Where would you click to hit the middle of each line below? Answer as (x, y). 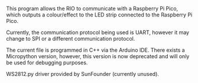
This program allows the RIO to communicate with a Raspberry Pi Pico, (92, 9)
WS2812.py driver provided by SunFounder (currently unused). (83, 74)
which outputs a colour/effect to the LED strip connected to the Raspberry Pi (99, 15)
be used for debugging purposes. (47, 62)
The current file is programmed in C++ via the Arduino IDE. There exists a (95, 50)
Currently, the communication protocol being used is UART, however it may (98, 32)
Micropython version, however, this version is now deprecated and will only (98, 56)
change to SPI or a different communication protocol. (71, 39)
